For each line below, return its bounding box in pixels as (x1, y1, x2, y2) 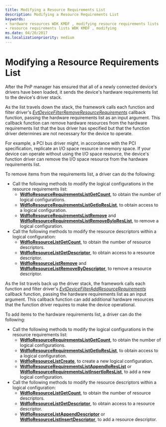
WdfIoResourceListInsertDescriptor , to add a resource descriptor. (19, 416, 158, 422)
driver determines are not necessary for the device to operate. (5, 130, 133, 136)
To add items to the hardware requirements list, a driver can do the (5, 311, 142, 317)
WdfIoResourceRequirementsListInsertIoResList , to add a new (19, 369, 151, 375)
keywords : (5, 16, 26, 21)
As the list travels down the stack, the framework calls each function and (5, 104, 155, 110)
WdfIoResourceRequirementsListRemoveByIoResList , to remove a (19, 217, 159, 223)
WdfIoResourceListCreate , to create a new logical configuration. (19, 358, 153, 364)
